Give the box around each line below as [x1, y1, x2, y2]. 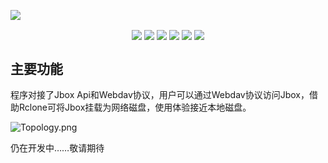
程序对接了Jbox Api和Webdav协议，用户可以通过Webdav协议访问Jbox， [10, 88, 310, 100]
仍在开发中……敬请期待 [10, 141, 105, 154]
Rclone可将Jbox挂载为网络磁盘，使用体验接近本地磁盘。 [18, 101, 252, 113]
